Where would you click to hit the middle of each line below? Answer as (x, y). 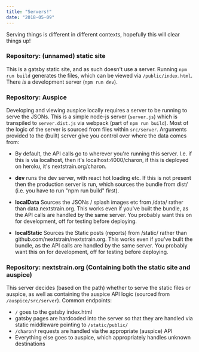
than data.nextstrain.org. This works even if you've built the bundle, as (102, 209)
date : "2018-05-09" (30, 17)
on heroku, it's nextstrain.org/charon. (60, 166)
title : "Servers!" (29, 12)
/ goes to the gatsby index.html (53, 312)
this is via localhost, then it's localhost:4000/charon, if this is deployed (102, 160)
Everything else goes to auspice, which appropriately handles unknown (103, 338)
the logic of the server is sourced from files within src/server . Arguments (97, 130)
